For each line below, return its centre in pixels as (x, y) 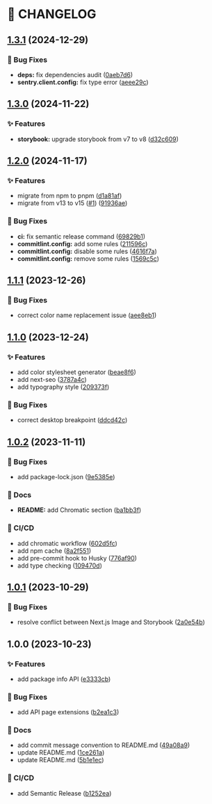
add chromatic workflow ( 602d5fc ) (67, 543)
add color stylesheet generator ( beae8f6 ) (77, 372)
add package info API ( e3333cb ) (64, 679)
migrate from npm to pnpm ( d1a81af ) (70, 196)
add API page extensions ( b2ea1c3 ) (68, 712)
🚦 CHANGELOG (52, 14)
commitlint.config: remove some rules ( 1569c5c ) (88, 258)
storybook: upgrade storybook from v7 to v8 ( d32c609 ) (98, 139)
